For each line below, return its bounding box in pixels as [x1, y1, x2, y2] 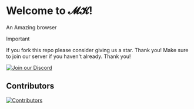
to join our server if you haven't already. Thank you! [6, 53, 131, 60]
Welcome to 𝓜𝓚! [6, 4, 93, 18]
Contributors [6, 81, 55, 91]
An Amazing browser [6, 23, 57, 30]
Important [6, 35, 30, 42]
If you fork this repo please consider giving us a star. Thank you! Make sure [6, 46, 189, 53]
